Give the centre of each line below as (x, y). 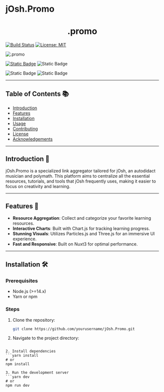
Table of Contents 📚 (37, 94)
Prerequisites (22, 281)
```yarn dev (18, 377)
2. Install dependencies (31, 351)
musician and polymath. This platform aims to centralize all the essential (78, 176)
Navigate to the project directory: (46, 338)
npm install (18, 364)
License (20, 134)
